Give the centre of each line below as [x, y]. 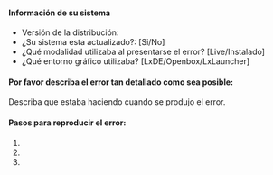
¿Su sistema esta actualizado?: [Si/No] [93, 42]
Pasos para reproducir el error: [67, 123]
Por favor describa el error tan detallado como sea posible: [121, 82]
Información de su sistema [59, 13]
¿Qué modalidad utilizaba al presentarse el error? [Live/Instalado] [143, 52]
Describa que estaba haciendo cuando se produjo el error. [117, 102]
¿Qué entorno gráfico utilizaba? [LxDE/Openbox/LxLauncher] [136, 61]
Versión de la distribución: [70, 32]
